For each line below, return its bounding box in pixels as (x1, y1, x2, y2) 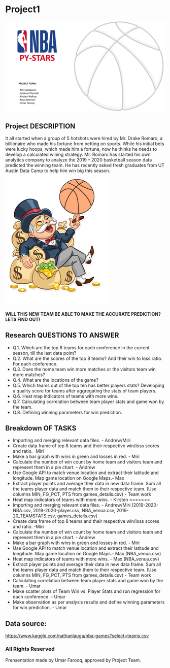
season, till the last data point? (12, 350, 77, 356)
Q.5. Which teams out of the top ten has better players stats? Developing (12, 382, 165, 388)
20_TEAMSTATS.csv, (12, 513, 56, 519)
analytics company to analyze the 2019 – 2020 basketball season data (5, 157, 152, 163)
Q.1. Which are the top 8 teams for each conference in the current (12, 344, 150, 351)
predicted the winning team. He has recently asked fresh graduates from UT (5, 162, 165, 169)
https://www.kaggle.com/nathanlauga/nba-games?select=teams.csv (5, 633, 149, 639)
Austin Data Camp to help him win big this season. (5, 168, 111, 174)
